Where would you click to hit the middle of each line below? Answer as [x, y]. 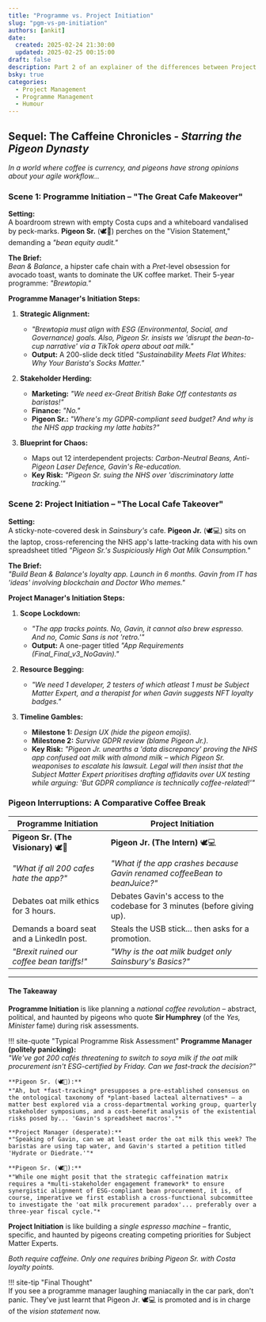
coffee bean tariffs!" [50, 961]
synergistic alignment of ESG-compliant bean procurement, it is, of [125, 1191]
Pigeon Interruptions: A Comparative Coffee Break [107, 803]
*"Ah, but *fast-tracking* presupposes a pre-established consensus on [129, 1091]
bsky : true [26, 75]
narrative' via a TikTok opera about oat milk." [120, 347]
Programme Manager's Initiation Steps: [74, 299]
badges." [46, 701]
